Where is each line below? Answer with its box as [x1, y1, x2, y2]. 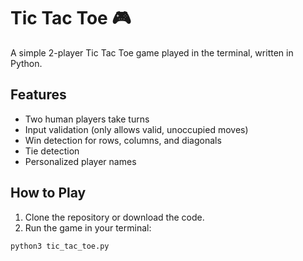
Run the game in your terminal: [24, 221, 152, 234]
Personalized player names [24, 155, 137, 167]
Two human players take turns [24, 113, 150, 125]
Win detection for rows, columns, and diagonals [24, 134, 222, 146]
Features [10, 86, 67, 104]
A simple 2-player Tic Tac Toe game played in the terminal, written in [10, 46, 294, 59]
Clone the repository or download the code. [24, 211, 205, 223]
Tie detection [24, 145, 80, 157]
